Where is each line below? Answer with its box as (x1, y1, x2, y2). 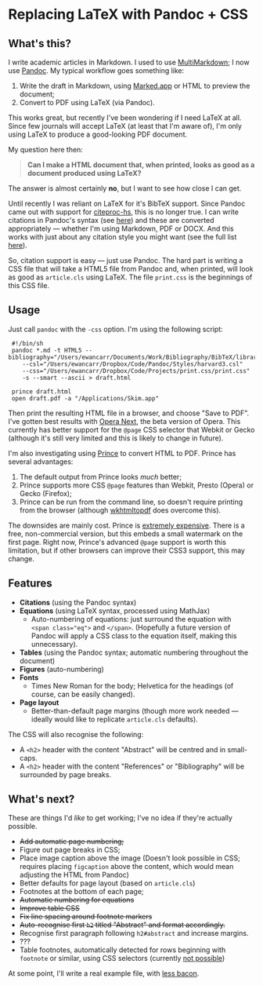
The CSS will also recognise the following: (8, 729, 144, 739)
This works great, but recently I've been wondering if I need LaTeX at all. (8, 113, 242, 122)
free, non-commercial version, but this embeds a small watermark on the (8, 528, 243, 539)
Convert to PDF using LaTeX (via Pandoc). (19, 98, 155, 107)
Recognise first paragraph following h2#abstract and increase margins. (19, 929, 249, 938)
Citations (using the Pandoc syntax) (19, 597, 137, 607)
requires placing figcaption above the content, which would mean (19, 862, 234, 871)
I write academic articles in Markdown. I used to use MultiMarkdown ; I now (8, 57, 250, 67)
